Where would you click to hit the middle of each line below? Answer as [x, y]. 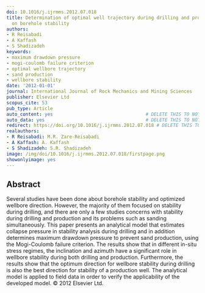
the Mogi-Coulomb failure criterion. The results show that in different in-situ [102, 244]
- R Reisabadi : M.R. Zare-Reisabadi [53, 137]
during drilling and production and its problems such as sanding [86, 219]
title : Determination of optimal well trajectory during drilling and [98, 18]
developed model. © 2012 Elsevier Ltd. [55, 283]
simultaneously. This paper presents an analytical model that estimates [95, 225]
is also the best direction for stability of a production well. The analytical [97, 270]
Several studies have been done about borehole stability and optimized [95, 199]
